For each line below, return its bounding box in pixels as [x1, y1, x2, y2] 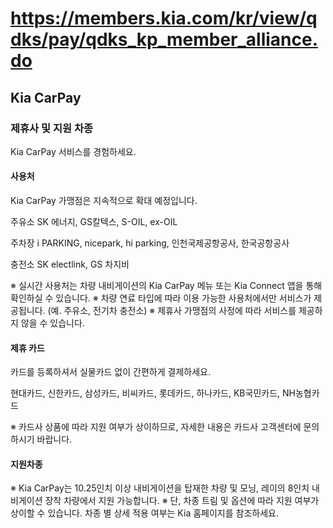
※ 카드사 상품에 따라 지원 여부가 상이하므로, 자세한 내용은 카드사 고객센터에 [10, 421, 302, 433]
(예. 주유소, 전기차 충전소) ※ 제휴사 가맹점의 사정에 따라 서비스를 [47, 305, 297, 317]
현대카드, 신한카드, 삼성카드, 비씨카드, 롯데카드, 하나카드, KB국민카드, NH [10, 387, 296, 399]
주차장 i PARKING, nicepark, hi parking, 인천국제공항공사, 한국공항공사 [10, 237, 290, 249]
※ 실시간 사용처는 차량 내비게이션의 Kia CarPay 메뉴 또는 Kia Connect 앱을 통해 [10, 280, 323, 292]
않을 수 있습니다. [20, 317, 85, 329]
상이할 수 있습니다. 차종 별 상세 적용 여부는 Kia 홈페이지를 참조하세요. [10, 507, 279, 519]
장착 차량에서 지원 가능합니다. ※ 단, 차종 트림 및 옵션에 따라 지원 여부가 [44, 495, 320, 507]
